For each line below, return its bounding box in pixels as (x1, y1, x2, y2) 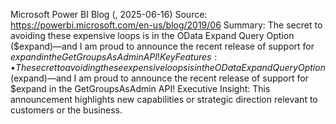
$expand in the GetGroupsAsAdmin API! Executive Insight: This (10, 83, 271, 94)
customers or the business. (10, 104, 123, 116)
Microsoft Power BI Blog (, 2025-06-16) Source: (10, 9, 208, 20)
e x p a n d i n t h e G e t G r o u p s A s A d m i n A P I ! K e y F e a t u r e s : (10, 51, 218, 63)
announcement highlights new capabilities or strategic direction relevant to (10, 94, 318, 105)
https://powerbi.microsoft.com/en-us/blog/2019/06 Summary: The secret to (10, 19, 323, 31)
